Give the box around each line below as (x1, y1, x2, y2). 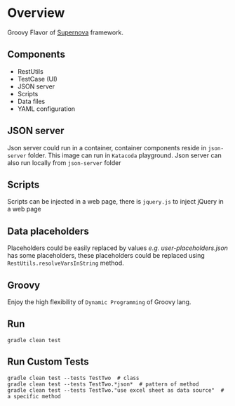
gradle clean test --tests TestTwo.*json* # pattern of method (7, 381, 199, 388)
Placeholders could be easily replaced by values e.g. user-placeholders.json (7, 244, 228, 252)
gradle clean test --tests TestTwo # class (7, 374, 140, 381)
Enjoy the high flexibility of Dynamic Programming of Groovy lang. (7, 298, 192, 306)
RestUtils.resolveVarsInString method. (7, 258, 124, 268)
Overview (7, 5, 65, 21)
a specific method (7, 393, 61, 400)
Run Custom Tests (7, 356, 89, 368)
